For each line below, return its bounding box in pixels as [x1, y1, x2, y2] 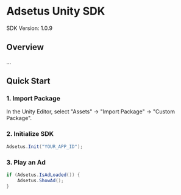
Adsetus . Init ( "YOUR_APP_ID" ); [6, 143, 83, 150]
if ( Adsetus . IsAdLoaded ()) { [6, 172, 80, 178]
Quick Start [6, 76, 51, 87]
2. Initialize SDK [6, 130, 54, 138]
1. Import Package [6, 94, 61, 103]
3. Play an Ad [6, 158, 46, 166]
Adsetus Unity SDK [6, 4, 105, 18]
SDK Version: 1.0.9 [6, 24, 53, 32]
